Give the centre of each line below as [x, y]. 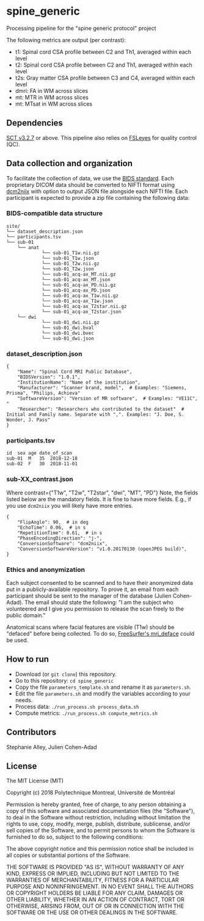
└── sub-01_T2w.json [68, 269]
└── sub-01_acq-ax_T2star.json [82, 312]
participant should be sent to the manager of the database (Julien [89, 596]
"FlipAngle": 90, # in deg [53, 522]
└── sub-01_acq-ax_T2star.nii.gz [84, 306]
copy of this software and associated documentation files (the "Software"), [101, 811]
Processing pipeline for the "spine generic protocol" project [82, 28]
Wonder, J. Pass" [28, 420]
